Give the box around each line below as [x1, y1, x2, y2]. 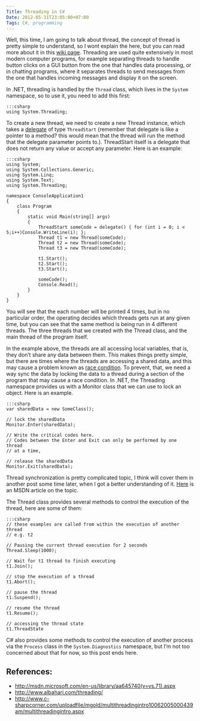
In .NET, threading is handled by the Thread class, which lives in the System [6, 86, 189, 93]
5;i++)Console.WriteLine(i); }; [6, 229, 86, 236]
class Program [17, 204, 52, 210]
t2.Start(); [37, 261, 68, 267]
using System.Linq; [6, 172, 55, 178]
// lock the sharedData [6, 416, 65, 423]
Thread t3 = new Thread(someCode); [37, 246, 127, 251]
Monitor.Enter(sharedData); [6, 422, 76, 428]
